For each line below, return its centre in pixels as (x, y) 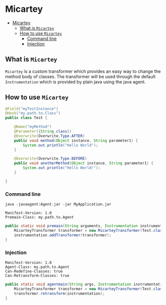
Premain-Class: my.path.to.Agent (40, 218)
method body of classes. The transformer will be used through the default (80, 76)
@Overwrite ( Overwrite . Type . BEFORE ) (51, 159)
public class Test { (26, 118)
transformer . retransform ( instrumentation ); (60, 293)
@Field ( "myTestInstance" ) (32, 109)
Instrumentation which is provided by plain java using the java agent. (75, 82)
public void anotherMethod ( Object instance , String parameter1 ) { (84, 163)
